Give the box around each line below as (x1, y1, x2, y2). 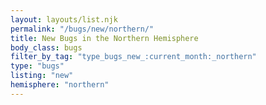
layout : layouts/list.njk (10, 14, 118, 25)
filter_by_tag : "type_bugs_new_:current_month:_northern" (10, 52, 257, 62)
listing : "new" (10, 71, 74, 81)
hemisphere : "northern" (10, 80, 110, 90)
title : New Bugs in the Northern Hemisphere (10, 33, 199, 43)
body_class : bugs (10, 42, 83, 53)
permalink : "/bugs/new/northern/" (10, 24, 155, 34)
